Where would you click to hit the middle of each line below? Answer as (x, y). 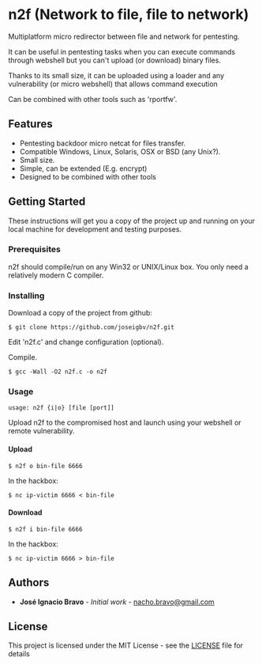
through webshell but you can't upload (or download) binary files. (114, 60)
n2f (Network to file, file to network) (129, 15)
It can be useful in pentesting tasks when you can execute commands (122, 51)
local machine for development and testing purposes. (95, 229)
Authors (29, 583)
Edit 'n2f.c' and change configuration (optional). (86, 342)
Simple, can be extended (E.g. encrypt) (83, 168)
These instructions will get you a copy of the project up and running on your (131, 221)
